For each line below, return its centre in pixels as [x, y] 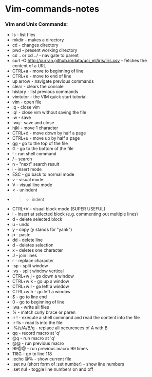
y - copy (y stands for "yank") [42, 229]
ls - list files [24, 35]
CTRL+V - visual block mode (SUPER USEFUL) [59, 209]
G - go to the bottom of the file [43, 149]
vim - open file [27, 102]
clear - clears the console [38, 87]
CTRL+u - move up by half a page [46, 138]
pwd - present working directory [45, 50]
